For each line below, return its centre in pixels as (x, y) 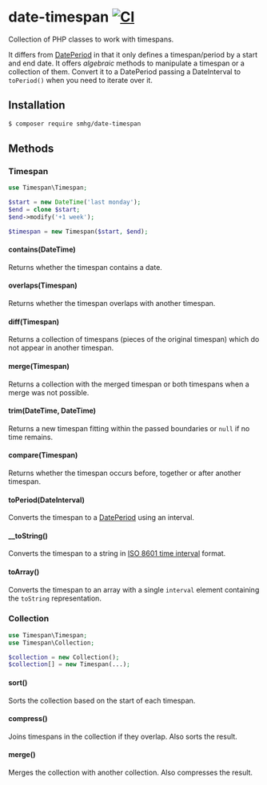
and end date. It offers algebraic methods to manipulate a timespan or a (127, 63)
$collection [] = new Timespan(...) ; (69, 664)
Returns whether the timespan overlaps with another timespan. (112, 303)
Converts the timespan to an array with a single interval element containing (134, 589)
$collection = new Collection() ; (64, 657)
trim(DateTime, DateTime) (52, 410)
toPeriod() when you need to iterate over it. (81, 80)
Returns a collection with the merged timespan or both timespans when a (129, 384)
